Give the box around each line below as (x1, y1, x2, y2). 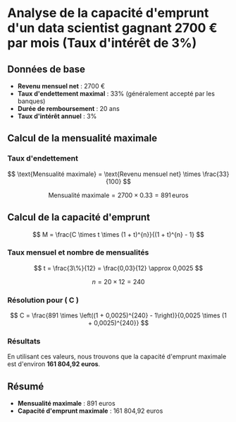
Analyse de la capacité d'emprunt (7, 5, 209, 21)
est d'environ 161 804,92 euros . (7, 360, 101, 368)
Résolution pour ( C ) (7, 295, 79, 305)
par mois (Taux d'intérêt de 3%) (7, 35, 197, 51)
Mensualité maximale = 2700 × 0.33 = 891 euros (48, 191, 189, 199)
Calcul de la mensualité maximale (7, 132, 157, 144)
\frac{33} (202, 170, 230, 178)
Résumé (7, 380, 44, 392)
